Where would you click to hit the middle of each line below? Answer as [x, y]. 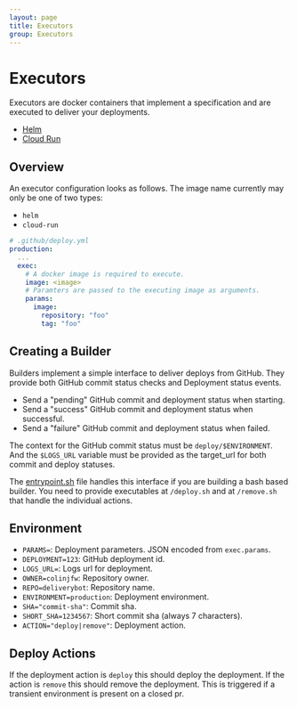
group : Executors [41, 34]
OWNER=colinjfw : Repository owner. [85, 578]
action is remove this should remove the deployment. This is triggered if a [142, 684]
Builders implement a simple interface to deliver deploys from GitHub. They [147, 373]
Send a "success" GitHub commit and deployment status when [137, 409]
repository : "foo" [75, 315]
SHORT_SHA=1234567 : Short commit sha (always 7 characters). [132, 616]
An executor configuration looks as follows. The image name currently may [147, 189]
